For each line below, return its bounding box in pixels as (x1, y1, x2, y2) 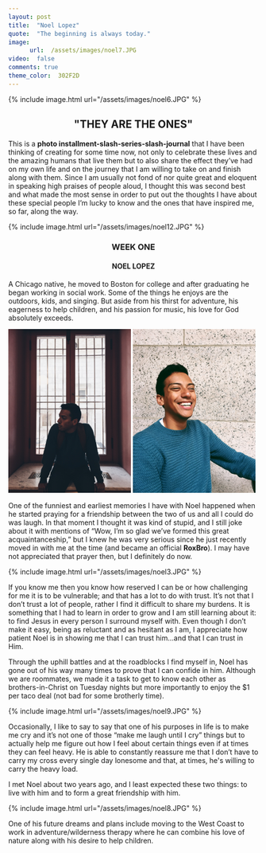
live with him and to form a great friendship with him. (8, 788, 181, 797)
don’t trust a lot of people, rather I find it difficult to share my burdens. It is (8, 599, 250, 608)
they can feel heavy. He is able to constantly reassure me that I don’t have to (8, 747, 259, 757)
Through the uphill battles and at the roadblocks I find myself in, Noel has (8, 657, 249, 667)
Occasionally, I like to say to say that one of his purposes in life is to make (8, 722, 249, 731)
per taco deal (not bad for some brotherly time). (8, 691, 164, 700)
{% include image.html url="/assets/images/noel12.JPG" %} (8, 221, 205, 231)
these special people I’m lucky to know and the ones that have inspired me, (8, 198, 254, 207)
